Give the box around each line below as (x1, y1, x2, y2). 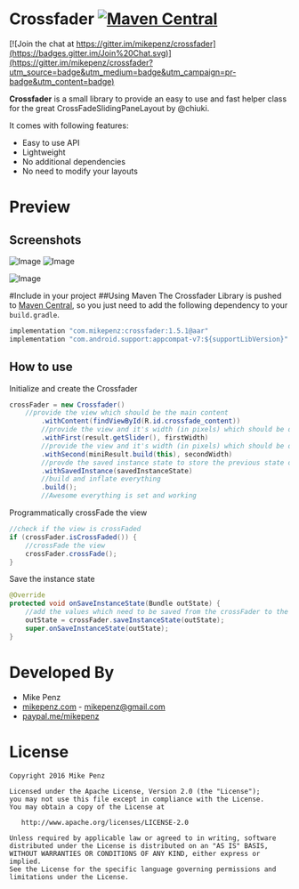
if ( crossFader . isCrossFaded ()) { (9, 532, 138, 542)
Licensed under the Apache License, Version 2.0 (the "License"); (9, 787, 261, 796)
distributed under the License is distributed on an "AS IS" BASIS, (9, 841, 269, 850)
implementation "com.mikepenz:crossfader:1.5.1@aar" (9, 326, 209, 335)
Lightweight (21, 147, 66, 158)
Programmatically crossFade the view (9, 507, 148, 518)
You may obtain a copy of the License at (9, 802, 166, 812)
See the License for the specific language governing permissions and (9, 864, 277, 874)
